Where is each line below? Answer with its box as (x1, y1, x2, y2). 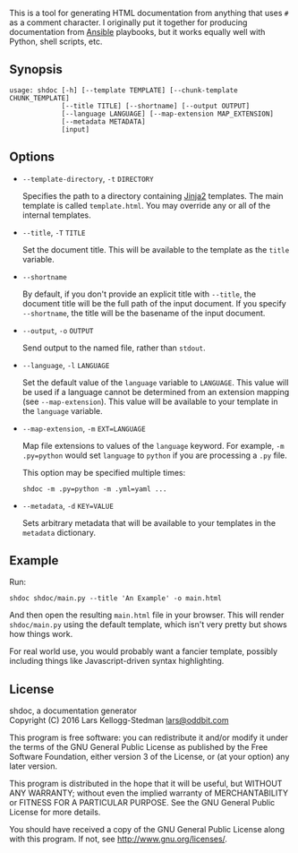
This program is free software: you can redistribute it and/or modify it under (9, 732, 288, 743)
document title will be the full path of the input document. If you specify (21, 297, 286, 308)
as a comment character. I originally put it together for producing (9, 17, 248, 28)
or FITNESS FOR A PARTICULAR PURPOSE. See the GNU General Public (9, 797, 276, 808)
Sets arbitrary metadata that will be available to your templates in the (21, 517, 276, 528)
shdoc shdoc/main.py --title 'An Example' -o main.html (9, 594, 222, 603)
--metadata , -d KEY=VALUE (21, 500, 115, 511)
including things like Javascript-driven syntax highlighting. (9, 656, 225, 667)
